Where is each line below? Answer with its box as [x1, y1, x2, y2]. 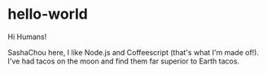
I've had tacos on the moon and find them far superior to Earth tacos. [7, 56, 240, 66]
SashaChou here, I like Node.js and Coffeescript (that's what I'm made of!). [7, 47, 260, 57]
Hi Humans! [7, 32, 47, 41]
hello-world [7, 5, 89, 24]
